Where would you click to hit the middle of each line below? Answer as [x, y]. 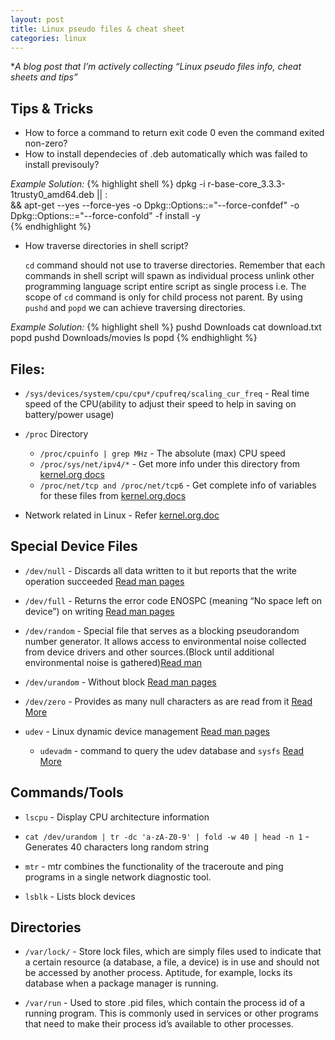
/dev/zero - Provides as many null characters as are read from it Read [168, 701]
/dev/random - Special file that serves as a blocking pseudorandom [162, 630]
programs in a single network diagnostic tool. [118, 877]
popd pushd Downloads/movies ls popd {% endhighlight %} [134, 338]
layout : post [37, 19]
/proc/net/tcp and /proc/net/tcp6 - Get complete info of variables [178, 485]
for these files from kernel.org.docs [113, 495]
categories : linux [48, 38]
